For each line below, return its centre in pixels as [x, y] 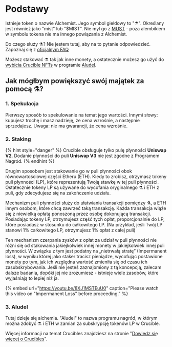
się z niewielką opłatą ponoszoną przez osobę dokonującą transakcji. [78, 214]
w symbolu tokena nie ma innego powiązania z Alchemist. [66, 34]
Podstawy [27, 9]
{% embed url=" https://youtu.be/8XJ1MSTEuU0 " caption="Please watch [82, 288]
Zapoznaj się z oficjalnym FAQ [37, 49]
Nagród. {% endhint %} [30, 161]
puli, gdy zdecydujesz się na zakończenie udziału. [58, 192]
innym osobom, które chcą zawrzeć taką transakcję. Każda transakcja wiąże [86, 208]
